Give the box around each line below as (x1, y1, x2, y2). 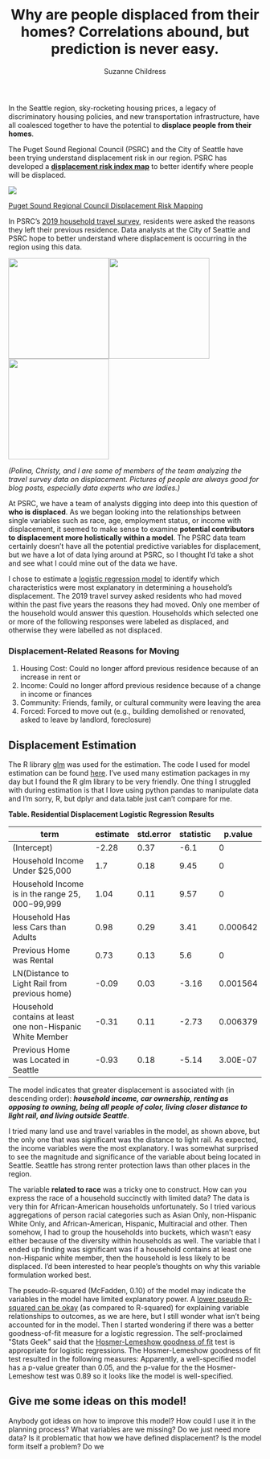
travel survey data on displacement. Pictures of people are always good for (8, 474, 260, 484)
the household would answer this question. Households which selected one (8, 608, 259, 617)
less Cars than (12, 921, 67, 933)
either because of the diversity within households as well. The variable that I (8, 1236, 261, 1246)
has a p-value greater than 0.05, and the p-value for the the (8, 1362, 206, 1373)
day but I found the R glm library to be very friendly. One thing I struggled (8, 777, 251, 786)
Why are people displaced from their (10, 6, 260, 24)
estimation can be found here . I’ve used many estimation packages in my (8, 769, 251, 778)
